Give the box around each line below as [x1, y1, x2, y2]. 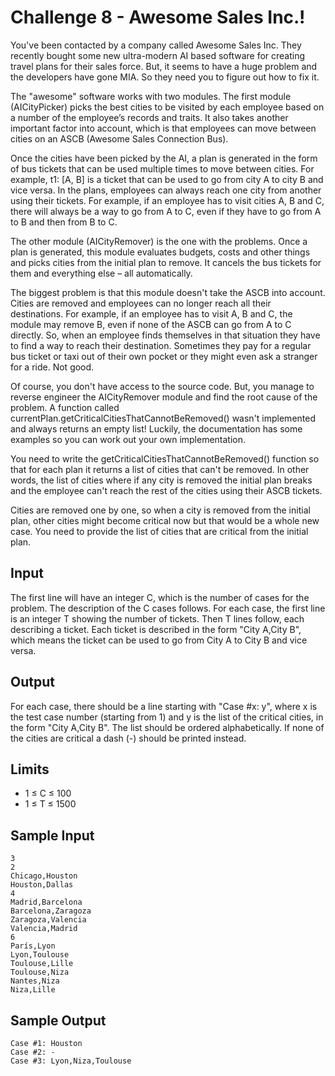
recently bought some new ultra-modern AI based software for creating [10, 49, 306, 61]
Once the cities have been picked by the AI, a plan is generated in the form [10, 152, 318, 164]
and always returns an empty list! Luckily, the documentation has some [10, 422, 303, 435]
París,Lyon [10, 941, 56, 951]
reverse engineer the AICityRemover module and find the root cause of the [10, 391, 318, 403]
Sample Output [10, 1012, 107, 1029]
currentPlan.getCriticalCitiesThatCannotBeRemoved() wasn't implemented [10, 412, 316, 424]
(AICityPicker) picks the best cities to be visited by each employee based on [10, 101, 325, 113]
